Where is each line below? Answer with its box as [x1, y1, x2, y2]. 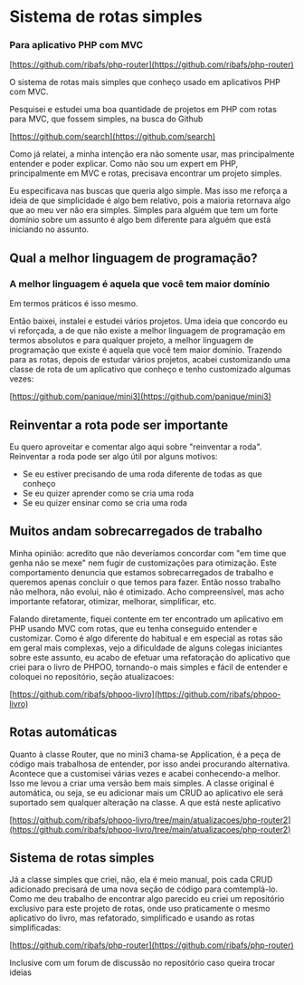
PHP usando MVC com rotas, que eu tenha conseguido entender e [9, 623, 258, 633]
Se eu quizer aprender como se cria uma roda [22, 488, 195, 498]
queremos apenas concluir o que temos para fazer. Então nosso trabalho [9, 576, 281, 587]
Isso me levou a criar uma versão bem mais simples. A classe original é [9, 777, 275, 788]
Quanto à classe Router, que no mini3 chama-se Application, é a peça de [9, 748, 281, 759]
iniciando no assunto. [9, 224, 90, 235]
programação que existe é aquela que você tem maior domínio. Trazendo [9, 344, 283, 355]
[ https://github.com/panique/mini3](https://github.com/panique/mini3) [9, 391, 271, 402]
